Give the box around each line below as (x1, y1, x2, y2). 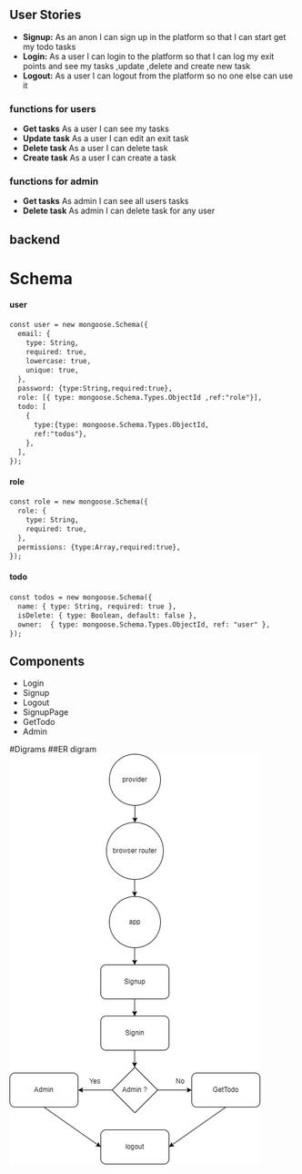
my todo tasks (22, 41, 76, 52)
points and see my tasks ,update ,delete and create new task (22, 60, 251, 71)
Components (9, 653, 85, 669)
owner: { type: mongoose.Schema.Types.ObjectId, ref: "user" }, (17, 619, 271, 629)
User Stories (9, 7, 82, 23)
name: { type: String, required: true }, (17, 601, 177, 611)
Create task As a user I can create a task (22, 152, 176, 163)
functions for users (9, 102, 96, 115)
